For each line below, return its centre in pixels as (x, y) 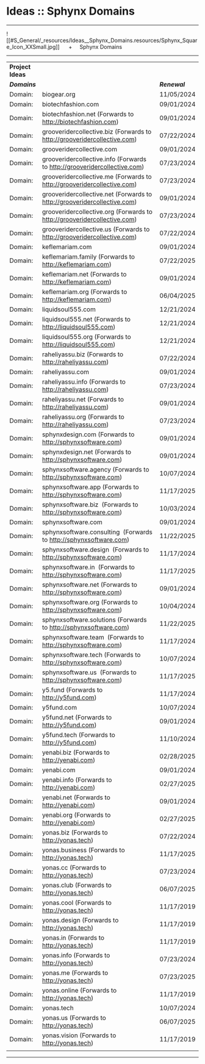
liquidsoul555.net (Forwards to (86, 319)
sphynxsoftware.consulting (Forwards (97, 532)
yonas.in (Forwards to (73, 938)
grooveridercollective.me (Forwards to (97, 176)
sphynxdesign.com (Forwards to (88, 434)
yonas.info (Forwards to (76, 955)
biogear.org (59, 94)
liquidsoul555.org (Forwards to (86, 337)
